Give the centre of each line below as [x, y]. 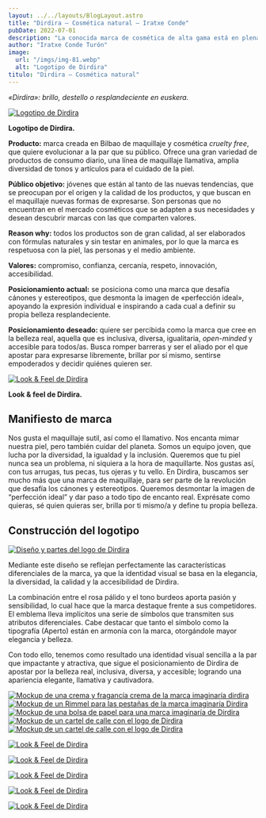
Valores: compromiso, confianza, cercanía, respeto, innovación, [113, 265]
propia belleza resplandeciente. [59, 314]
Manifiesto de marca [60, 419]
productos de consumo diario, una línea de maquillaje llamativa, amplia [123, 160]
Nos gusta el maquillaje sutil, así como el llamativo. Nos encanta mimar [124, 438]
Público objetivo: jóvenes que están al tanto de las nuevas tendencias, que [131, 184]
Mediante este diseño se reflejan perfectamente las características [117, 565]
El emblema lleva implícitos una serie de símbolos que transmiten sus [121, 614]
